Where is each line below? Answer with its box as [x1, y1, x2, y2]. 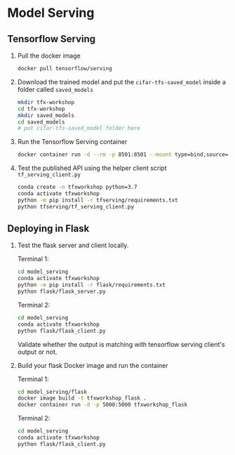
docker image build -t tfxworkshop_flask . [17, 395, 147, 402]
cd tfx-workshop [17, 105, 65, 112]
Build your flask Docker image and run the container [17, 361, 168, 369]
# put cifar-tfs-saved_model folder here [17, 125, 140, 132]
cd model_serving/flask [17, 388, 88, 395]
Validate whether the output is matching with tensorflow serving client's [17, 340, 226, 348]
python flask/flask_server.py [17, 288, 107, 296]
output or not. [17, 348, 58, 356]
